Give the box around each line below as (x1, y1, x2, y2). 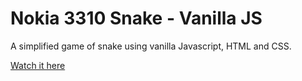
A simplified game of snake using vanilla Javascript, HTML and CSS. (10, 40, 292, 52)
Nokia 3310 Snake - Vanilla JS (10, 7, 263, 30)
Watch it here (10, 59, 66, 71)
